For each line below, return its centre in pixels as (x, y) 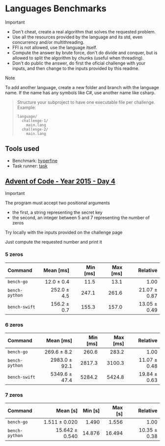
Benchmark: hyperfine (35, 160)
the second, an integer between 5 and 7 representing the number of (81, 218)
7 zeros (14, 395)
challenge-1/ (35, 121)
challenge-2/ (35, 129)
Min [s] (91, 411)
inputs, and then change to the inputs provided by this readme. (76, 68)
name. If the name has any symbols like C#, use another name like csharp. (80, 93)
